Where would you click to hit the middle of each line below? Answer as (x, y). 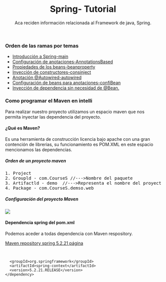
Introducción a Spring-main (40, 57)
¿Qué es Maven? (23, 128)
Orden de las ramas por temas (42, 45)
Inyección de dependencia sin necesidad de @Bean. (66, 88)
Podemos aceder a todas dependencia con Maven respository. (69, 234)
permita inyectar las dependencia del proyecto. (53, 117)
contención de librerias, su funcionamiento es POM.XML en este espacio (79, 144)
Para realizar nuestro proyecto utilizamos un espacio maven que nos (75, 112)
